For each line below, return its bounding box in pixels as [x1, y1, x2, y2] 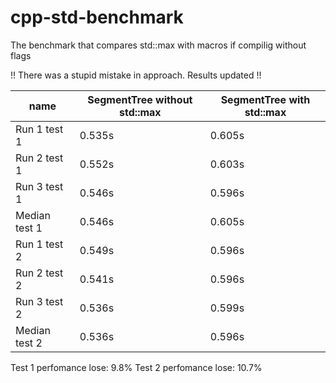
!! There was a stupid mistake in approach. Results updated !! [10, 69, 262, 81]
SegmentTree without [87, 92, 193, 106]
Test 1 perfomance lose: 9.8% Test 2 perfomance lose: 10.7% [10, 361, 263, 373]
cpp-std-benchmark [10, 6, 184, 29]
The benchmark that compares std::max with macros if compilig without [10, 39, 307, 51]
